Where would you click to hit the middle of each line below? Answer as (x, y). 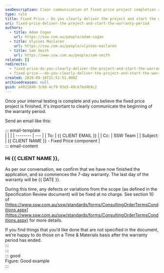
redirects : (16, 64)
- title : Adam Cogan (30, 32)
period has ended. (23, 240)
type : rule (16, 14)
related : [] (17, 60)
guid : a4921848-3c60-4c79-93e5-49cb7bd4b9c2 (51, 87)
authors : (14, 28)
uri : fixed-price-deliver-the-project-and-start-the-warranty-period (77, 23)
